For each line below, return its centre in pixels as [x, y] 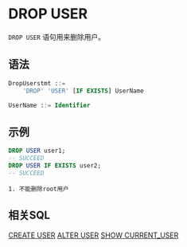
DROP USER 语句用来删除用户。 [57, 37]
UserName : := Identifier [49, 105]
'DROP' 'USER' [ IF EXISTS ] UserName [84, 91]
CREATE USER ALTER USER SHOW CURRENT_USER [93, 235]
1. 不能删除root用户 [39, 189]
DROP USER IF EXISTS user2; [55, 165]
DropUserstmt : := [37, 83]
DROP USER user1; [37, 151]
